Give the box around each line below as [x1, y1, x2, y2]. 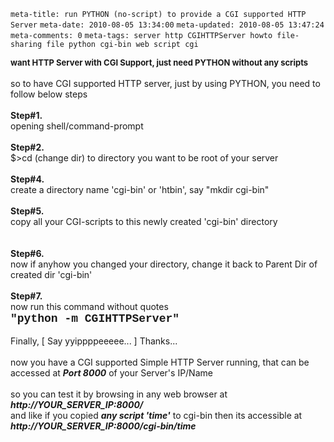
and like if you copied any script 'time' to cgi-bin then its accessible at [10, 410, 303, 421]
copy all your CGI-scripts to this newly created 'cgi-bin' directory [10, 216, 278, 227]
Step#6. [10, 248, 45, 259]
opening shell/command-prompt [10, 120, 144, 132]
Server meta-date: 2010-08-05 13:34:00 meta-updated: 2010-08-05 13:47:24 [10, 20, 325, 30]
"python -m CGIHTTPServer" [10, 312, 180, 325]
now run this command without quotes [10, 301, 169, 312]
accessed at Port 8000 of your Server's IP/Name [10, 367, 213, 379]
